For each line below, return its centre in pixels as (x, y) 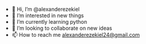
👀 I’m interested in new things (48, 15)
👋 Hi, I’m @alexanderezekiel (46, 9)
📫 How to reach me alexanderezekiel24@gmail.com (76, 35)
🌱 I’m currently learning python (49, 22)
